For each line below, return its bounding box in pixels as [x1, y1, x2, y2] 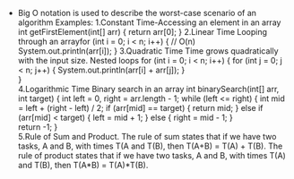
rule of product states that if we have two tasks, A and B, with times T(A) [17, 150, 287, 160]
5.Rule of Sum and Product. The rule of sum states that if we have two [17, 132, 277, 141]
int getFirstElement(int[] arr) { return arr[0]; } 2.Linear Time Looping [17, 27, 267, 37]
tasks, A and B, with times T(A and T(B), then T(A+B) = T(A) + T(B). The [17, 141, 283, 151]
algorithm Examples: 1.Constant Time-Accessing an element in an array [17, 17, 281, 28]
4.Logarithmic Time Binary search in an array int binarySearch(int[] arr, [17, 84, 280, 94]
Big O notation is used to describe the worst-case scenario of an [17, 8, 257, 18]
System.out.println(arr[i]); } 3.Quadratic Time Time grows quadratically [17, 46, 280, 56]
